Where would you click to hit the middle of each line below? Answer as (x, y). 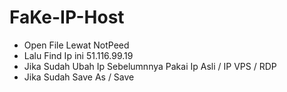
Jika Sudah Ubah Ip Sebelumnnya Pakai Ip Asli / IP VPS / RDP (150, 66)
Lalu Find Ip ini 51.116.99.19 (78, 55)
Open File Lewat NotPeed (76, 45)
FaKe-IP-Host (67, 17)
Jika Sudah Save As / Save (79, 77)
